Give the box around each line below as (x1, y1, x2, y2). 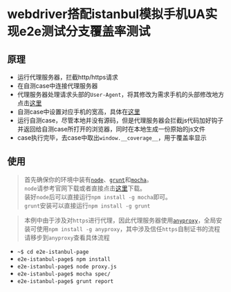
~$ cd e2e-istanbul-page (17, 248, 89, 255)
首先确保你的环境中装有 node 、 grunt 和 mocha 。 (24, 175, 154, 183)
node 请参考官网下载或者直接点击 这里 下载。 (24, 184, 147, 192)
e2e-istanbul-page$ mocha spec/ (17, 271, 111, 277)
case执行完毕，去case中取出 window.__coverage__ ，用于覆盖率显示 (17, 134, 207, 142)
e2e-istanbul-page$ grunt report (17, 277, 114, 284)
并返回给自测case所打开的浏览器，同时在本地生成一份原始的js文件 (17, 125, 206, 133)
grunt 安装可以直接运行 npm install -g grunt (24, 201, 151, 210)
